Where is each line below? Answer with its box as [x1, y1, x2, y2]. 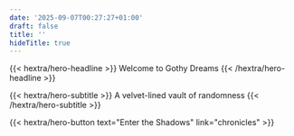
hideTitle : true [9, 38, 71, 48]
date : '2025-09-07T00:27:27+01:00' [9, 13, 144, 23]
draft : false [9, 22, 59, 31]
